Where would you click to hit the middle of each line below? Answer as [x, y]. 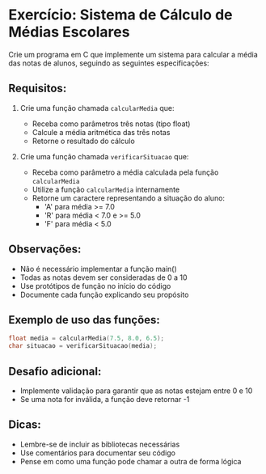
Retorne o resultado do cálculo [83, 141]
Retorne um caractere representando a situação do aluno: [128, 198]
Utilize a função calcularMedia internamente [106, 189]
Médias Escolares [69, 32]
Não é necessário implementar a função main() [99, 269]
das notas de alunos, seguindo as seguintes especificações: [109, 63]
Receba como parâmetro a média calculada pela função [125, 172]
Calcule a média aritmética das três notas [101, 132]
